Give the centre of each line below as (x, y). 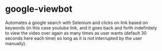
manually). (16, 43)
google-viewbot (39, 9)
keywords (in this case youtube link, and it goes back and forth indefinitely (81, 27)
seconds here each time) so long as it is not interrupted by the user (74, 38)
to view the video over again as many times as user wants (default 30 (76, 33)
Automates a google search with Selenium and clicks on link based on (77, 23)
